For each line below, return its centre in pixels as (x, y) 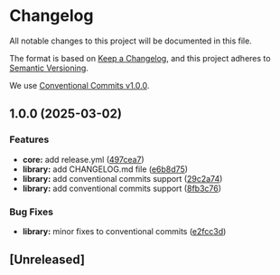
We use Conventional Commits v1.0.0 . (79, 85)
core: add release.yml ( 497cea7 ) (83, 159)
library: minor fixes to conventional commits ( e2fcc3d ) (124, 231)
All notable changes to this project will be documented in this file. (131, 41)
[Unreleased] (47, 260)
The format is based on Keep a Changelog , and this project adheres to (140, 58)
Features (29, 139)
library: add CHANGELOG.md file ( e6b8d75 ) (105, 169)
